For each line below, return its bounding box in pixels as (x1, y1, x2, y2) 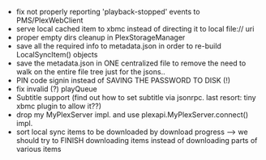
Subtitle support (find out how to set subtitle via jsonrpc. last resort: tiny (15, 93, 257, 102)
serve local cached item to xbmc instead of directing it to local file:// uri (15, 24, 255, 33)
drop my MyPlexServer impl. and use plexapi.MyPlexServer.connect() (15, 110, 249, 120)
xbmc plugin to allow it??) (15, 101, 101, 111)
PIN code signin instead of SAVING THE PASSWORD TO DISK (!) (15, 76, 231, 85)
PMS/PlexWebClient (15, 15, 84, 25)
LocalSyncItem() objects (15, 50, 98, 59)
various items (15, 145, 62, 154)
